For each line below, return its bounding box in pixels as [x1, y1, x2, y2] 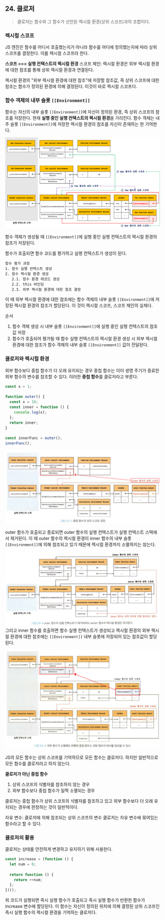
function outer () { [5, 394, 45, 399]
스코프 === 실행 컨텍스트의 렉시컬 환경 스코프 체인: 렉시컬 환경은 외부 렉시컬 [5, 61, 151, 67]
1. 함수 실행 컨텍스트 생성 [5, 267, 53, 271]
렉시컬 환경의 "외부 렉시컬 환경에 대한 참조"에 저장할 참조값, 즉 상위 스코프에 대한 [5, 78, 160, 83]
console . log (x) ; [14, 409, 48, 415]
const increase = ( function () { [5, 857, 74, 862]
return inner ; [9, 420, 38, 425]
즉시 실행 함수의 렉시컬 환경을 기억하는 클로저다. [5, 910, 97, 916]
